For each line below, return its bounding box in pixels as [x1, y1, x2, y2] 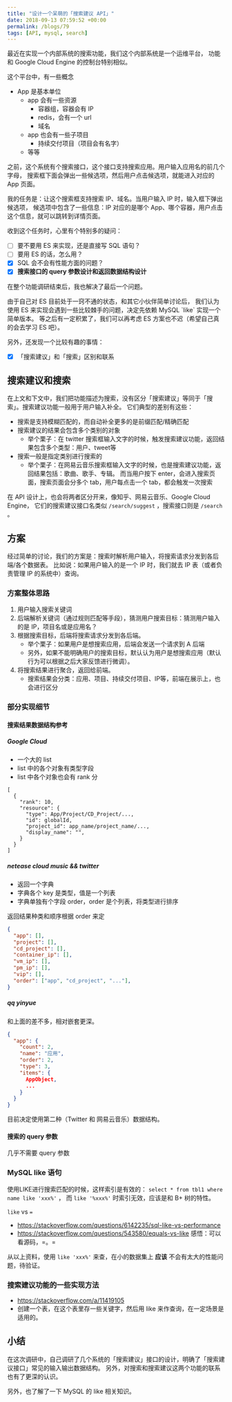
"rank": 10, [19, 798, 54, 805]
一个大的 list [17, 755, 52, 764]
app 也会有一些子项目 [27, 131, 89, 139]
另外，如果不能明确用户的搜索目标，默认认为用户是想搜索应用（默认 [27, 649, 222, 657]
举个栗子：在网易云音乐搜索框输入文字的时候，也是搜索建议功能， [27, 461, 215, 469]
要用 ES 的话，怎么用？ [17, 250, 84, 258]
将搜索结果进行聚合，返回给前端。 [17, 666, 115, 674]
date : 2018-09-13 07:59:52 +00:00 [7, 17, 107, 24]
